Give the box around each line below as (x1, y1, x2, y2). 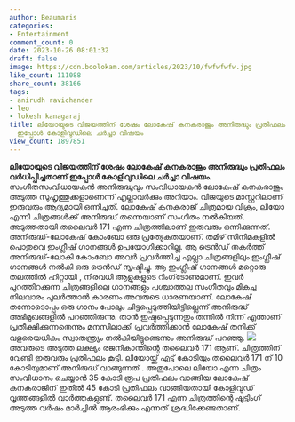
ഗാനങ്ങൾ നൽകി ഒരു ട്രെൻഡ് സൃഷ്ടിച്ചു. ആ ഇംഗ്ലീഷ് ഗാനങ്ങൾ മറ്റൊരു (9, 261, 267, 272)
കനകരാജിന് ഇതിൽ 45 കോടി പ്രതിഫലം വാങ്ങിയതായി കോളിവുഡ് (9, 382, 254, 393)
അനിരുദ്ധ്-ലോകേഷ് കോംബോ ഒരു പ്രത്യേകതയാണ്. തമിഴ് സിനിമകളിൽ (9, 231, 275, 242)
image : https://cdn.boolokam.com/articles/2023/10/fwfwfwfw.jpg (9, 63, 252, 72)
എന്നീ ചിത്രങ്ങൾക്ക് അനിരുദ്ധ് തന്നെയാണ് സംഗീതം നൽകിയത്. (9, 211, 245, 222)
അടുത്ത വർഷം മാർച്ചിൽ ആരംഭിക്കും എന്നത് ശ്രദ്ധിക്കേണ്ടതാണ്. (9, 402, 242, 413)
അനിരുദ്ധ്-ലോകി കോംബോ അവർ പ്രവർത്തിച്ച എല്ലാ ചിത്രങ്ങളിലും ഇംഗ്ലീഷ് (9, 251, 282, 262)
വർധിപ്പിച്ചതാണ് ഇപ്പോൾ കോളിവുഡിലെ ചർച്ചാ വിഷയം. (9, 171, 212, 182)
